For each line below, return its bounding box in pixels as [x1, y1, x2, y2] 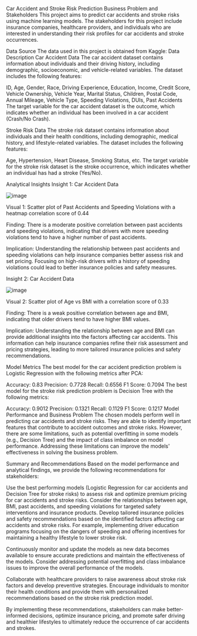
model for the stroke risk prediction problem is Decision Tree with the [6, 388, 174, 394]
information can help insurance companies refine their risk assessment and [6, 339, 188, 347]
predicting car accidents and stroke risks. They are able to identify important [6, 418, 192, 424]
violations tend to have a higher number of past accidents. [6, 234, 147, 241]
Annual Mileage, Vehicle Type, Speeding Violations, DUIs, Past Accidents [6, 96, 183, 104]
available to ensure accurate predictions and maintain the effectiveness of [6, 552, 185, 558]
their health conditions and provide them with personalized [6, 588, 148, 595]
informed [6, 612, 28, 619]
